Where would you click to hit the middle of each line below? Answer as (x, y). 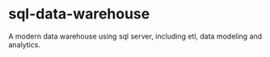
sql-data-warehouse (79, 14)
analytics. (24, 44)
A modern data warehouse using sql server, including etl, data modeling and (135, 36)
